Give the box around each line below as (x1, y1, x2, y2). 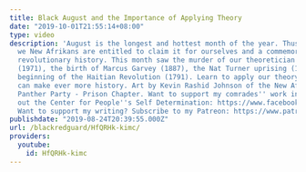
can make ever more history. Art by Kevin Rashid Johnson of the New (17, 81, 287, 90)
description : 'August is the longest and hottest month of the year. (9, 38, 280, 48)
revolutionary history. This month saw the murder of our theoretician (17, 56, 296, 65)
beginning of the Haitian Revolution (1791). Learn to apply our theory (17, 73, 300, 82)
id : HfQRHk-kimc (25, 148, 88, 157)
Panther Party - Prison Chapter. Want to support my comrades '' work (17, 89, 287, 98)
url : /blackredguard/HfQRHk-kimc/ (9, 124, 141, 133)
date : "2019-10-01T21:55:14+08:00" (9, 22, 145, 31)
